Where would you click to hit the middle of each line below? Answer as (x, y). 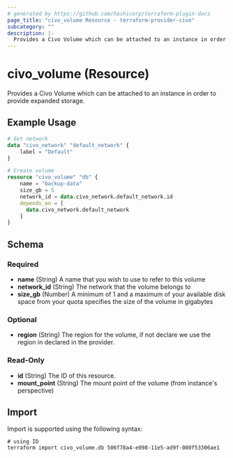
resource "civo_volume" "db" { (53, 177)
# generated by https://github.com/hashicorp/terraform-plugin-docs (109, 14)
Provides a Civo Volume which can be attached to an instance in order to (112, 93)
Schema (25, 244)
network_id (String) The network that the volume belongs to (104, 287)
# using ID (23, 442)
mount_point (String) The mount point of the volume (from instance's (117, 383)
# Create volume (31, 171)
